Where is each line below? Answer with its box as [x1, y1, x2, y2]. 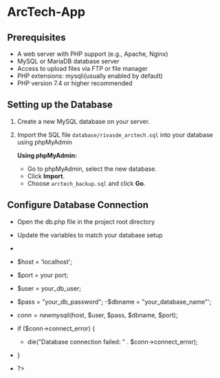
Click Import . [27, 171, 65, 180]
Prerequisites [7, 32, 66, 43]
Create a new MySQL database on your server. [16, 117, 150, 125]
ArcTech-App [7, 4, 86, 20]
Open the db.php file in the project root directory [16, 218, 155, 226]
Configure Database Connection [7, 199, 149, 211]
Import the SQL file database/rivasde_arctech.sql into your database [16, 130, 213, 138]
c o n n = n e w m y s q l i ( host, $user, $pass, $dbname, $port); [16, 311, 178, 319]
